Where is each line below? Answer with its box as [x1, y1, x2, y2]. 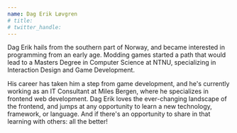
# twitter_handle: [7, 23, 62, 31]
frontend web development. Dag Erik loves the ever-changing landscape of [7, 95, 227, 103]
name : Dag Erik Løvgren [7, 10, 78, 18]
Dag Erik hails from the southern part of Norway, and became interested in [7, 43, 226, 52]
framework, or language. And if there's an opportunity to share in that [7, 110, 211, 118]
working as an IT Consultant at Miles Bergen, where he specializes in [7, 87, 209, 96]
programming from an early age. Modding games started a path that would [7, 50, 226, 59]
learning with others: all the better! [7, 117, 108, 126]
